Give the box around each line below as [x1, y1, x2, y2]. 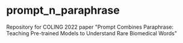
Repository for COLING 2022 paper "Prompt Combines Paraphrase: [6, 23, 174, 30]
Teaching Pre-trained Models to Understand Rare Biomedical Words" [6, 29, 178, 36]
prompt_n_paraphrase [6, 4, 120, 17]
